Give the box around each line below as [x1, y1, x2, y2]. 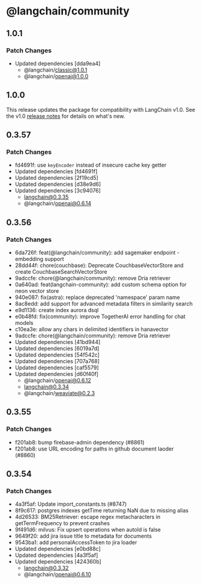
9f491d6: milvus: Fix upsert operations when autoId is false [14, 526, 161, 533]
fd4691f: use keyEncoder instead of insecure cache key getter [14, 161, 167, 169]
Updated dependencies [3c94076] [14, 187, 101, 194]
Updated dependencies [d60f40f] [14, 370, 99, 378]
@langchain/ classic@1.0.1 [23, 66, 88, 73]
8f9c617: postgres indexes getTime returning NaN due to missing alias [14, 507, 189, 514]
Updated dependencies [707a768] [14, 358, 100, 365]
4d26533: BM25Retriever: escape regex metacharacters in [14, 513, 161, 521]
